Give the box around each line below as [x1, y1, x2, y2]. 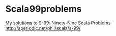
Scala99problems [5, 3, 82, 15]
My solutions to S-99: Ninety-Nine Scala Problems [5, 20, 111, 26]
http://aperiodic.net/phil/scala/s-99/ [5, 25, 81, 31]
